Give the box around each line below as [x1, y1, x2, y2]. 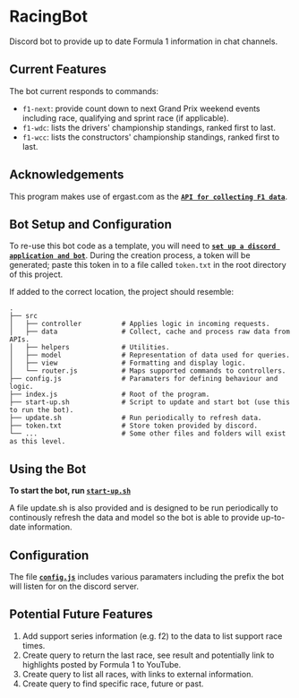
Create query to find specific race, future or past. [21, 678, 204, 689]
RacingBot [9, 6, 88, 27]
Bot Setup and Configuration [9, 217, 172, 232]
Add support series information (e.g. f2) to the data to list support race [21, 630, 283, 642]
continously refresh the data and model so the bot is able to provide [9, 513, 260, 523]
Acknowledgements [9, 168, 124, 183]
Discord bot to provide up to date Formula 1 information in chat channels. [9, 36, 278, 47]
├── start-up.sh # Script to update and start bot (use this [9, 398, 291, 407]
